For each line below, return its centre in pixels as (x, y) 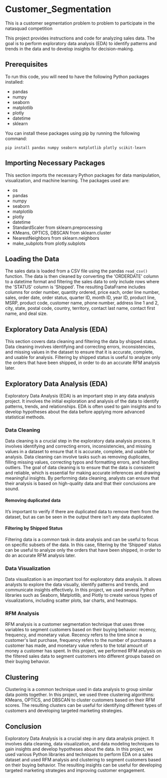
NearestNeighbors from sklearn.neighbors (56, 238)
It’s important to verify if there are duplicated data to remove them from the (82, 511)
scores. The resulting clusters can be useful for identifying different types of (83, 705)
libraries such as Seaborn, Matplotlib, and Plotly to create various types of (81, 595)
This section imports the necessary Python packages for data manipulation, (83, 175)
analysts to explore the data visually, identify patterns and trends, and (77, 585)
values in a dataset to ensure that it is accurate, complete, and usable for (80, 452)
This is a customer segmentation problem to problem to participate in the (80, 23)
